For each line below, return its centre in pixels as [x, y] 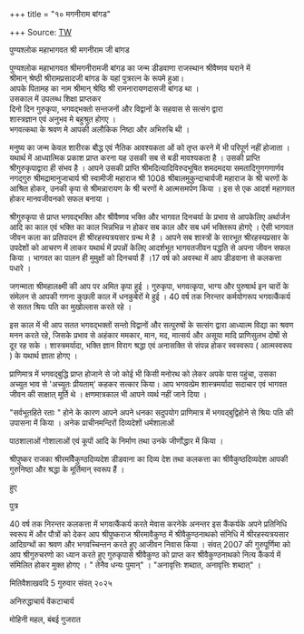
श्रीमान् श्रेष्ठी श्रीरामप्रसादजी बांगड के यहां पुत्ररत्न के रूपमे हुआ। [97, 78]
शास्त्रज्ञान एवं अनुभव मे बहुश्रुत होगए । [63, 119]
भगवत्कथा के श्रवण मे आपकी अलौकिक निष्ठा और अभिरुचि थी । [100, 129]
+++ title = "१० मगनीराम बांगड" [60, 14]
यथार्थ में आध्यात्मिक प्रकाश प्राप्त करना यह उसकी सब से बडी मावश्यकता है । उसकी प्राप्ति [135, 158]
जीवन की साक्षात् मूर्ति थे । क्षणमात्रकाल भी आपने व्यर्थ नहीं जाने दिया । [108, 394]
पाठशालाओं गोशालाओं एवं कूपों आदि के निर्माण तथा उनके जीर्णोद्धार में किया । [117, 441]
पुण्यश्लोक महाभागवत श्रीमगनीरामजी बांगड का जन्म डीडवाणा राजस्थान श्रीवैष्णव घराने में [130, 68]
